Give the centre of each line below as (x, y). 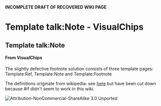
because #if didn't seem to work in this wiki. (50, 89)
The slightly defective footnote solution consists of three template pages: (79, 69)
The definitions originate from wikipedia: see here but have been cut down (81, 83)
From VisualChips (24, 58)
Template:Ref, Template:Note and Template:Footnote (59, 74)
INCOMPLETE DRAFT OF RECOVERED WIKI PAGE (56, 7)
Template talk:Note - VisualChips (74, 27)
